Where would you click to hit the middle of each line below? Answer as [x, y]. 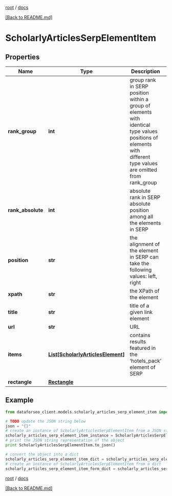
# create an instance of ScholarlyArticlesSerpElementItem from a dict [83, 464]
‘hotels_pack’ [146, 361]
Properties [23, 57]
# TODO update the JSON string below [46, 421]
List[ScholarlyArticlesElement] [87, 354]
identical [140, 125]
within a [139, 99]
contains [140, 335]
